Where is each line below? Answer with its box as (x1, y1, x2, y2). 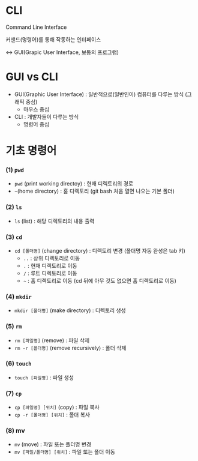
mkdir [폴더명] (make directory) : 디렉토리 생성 (14, 307, 127, 314)
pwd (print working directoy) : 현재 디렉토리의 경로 (14, 180, 133, 187)
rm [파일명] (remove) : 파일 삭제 (14, 337, 90, 344)
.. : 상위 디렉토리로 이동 (23, 255, 80, 262)
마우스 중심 (23, 106, 49, 113)
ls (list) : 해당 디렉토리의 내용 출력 (14, 217, 95, 224)
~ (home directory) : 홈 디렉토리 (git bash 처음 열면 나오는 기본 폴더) (14, 187, 175, 195)
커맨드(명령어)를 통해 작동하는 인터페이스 (5, 35, 101, 43)
